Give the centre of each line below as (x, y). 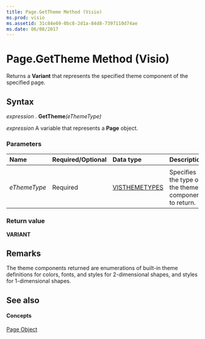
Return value (26, 221)
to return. (183, 203)
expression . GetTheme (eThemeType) (54, 116)
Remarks (24, 253)
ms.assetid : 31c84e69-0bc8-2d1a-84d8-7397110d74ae (72, 23)
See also (23, 300)
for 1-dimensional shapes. (39, 281)
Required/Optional (79, 160)
